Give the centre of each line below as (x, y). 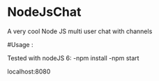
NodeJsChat (44, 12)
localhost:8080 (29, 71)
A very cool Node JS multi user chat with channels (80, 31)
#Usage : (20, 44)
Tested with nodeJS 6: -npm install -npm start (73, 58)
